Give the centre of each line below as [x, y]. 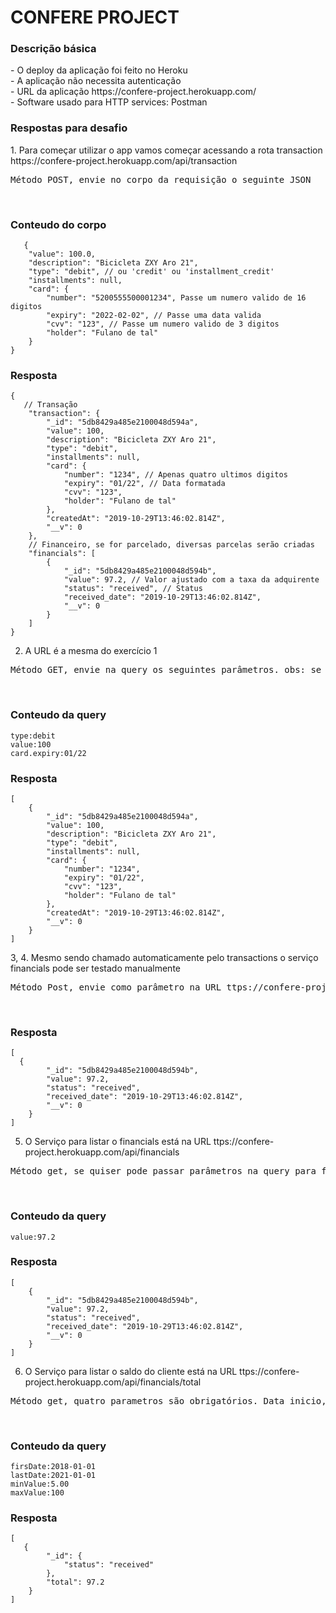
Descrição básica [53, 49]
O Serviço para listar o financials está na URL [118, 1142]
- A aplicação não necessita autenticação [96, 81]
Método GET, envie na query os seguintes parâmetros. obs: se [166, 670]
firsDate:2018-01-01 [53, 1467]
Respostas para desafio [69, 128]
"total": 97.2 [75, 1582]
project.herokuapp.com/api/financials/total [113, 1382]
